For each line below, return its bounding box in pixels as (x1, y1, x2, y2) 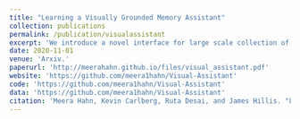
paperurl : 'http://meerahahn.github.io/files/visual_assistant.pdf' (9, 64, 270, 72)
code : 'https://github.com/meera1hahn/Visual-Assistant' (9, 80, 226, 89)
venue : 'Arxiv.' (9, 55, 70, 64)
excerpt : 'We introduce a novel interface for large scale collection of (9, 38, 290, 47)
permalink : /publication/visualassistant (9, 30, 166, 38)
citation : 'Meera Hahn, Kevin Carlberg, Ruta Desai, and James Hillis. (9, 96, 281, 106)
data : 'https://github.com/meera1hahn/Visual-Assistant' (9, 88, 226, 97)
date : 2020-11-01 (9, 47, 74, 55)
